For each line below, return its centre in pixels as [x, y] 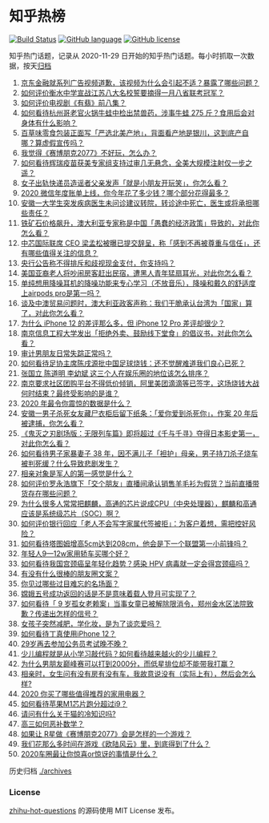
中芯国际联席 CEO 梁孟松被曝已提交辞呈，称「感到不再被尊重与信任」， [137, 243]
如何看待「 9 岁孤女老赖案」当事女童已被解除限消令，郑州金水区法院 [134, 603]
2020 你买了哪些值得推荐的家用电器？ [83, 693]
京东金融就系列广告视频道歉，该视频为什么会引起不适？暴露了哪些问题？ [140, 83]
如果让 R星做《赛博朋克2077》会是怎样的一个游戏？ [106, 733]
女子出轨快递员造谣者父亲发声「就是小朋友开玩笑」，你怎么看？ [124, 183]
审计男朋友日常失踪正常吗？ [66, 353]
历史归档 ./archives [40, 771]
